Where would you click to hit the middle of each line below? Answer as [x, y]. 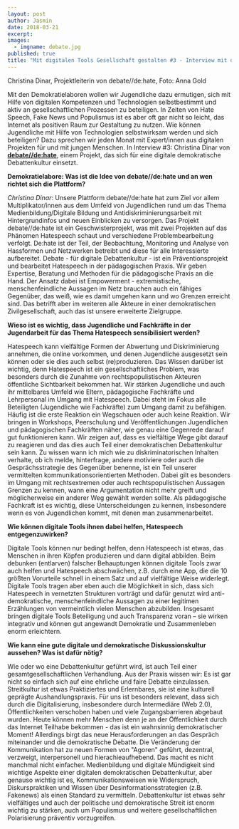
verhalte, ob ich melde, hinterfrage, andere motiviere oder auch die [106, 459]
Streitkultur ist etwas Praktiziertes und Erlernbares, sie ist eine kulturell [111, 689]
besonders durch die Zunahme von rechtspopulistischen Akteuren [104, 376]
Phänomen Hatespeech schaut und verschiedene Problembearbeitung [111, 235]
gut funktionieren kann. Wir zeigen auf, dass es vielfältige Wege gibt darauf [118, 437]
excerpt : [20, 34]
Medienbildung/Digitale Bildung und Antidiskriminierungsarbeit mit [105, 213]
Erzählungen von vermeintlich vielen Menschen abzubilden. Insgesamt [111, 608]
